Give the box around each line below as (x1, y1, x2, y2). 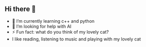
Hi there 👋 (5, 5, 36, 13)
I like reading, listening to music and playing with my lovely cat (12, 36, 141, 42)
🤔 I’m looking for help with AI (12, 23, 72, 29)
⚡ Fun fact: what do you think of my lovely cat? (12, 29, 109, 35)
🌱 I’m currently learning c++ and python (12, 18, 95, 24)
